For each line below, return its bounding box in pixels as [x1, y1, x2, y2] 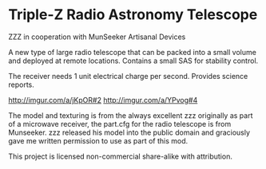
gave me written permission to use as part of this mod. [8, 136, 189, 145]
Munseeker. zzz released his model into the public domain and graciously [8, 128, 250, 137]
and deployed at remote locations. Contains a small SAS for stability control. [8, 56, 259, 65]
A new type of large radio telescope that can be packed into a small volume [8, 47, 257, 57]
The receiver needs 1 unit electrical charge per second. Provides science [8, 71, 248, 81]
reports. [8, 80, 34, 89]
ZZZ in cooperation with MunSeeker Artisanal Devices [8, 32, 186, 41]
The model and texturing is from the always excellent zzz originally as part [8, 110, 253, 120]
